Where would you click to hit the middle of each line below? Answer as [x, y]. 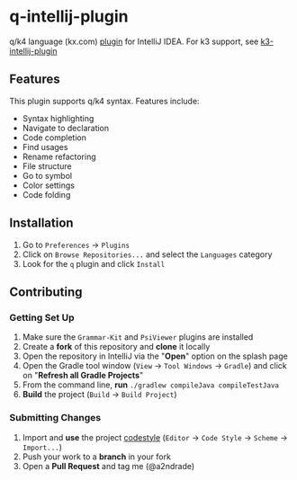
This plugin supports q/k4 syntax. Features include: [104, 101]
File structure [47, 166]
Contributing [46, 292]
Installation [41, 223]
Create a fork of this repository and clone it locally [116, 347]
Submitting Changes [55, 418]
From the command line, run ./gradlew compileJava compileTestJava [150, 385]
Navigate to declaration [66, 128]
